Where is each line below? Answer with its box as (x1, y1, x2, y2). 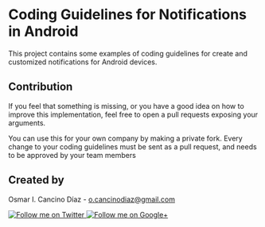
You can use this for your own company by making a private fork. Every (8, 133, 243, 143)
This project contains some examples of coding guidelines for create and (8, 48, 248, 58)
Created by (8, 173, 65, 187)
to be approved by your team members (8, 150, 137, 160)
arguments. (8, 117, 46, 128)
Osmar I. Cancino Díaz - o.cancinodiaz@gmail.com (8, 194, 175, 204)
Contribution (8, 80, 73, 94)
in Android (8, 22, 79, 40)
